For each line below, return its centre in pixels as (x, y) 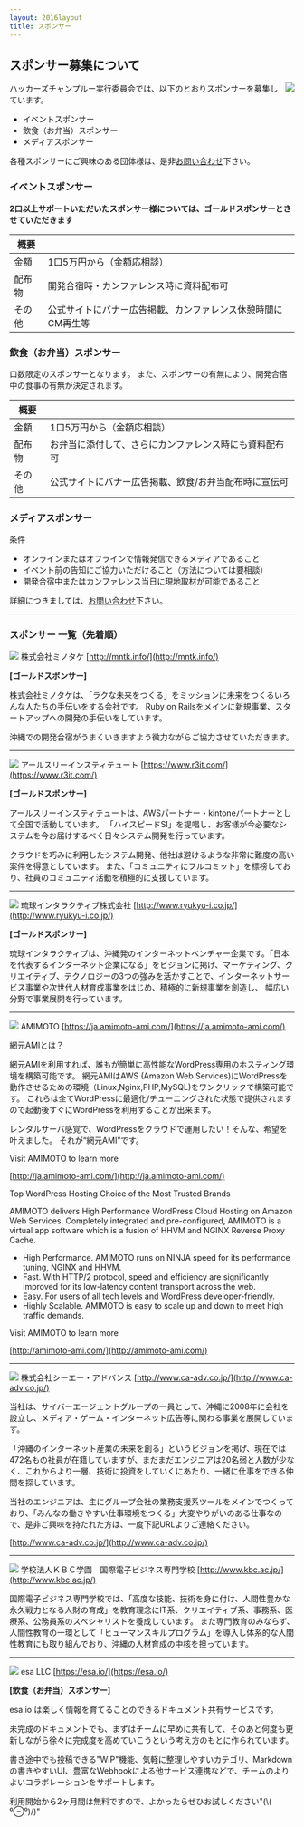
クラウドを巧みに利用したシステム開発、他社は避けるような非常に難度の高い (152, 855)
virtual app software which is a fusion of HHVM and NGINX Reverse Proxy (147, 1230)
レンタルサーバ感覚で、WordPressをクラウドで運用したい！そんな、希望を (148, 1128)
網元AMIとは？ (37, 1045)
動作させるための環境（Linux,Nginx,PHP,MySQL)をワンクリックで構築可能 (148, 1087)
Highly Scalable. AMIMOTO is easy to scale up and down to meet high (153, 1305)
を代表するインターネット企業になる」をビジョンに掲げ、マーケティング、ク (151, 964)
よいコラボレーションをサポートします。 (85, 1782)
